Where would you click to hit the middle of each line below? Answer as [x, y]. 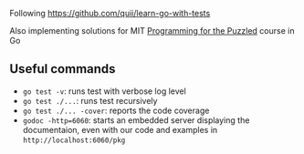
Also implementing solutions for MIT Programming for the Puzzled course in [152, 31]
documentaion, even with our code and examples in [120, 129]
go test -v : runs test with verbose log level [105, 91]
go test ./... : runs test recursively [90, 100]
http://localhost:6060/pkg [74, 140]
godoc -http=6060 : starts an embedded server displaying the [136, 120]
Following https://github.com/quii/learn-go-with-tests [110, 13]
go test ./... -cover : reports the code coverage [116, 110]
